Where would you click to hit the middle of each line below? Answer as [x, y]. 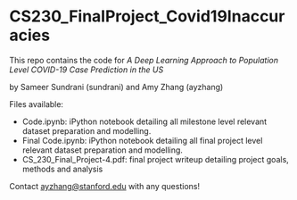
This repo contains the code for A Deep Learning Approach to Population [144, 60]
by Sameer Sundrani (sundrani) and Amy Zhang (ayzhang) [116, 87]
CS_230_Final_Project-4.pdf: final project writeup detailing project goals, [156, 159]
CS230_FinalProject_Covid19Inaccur [147, 17]
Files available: [37, 104]
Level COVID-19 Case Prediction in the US [87, 70]
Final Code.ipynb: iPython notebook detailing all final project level [142, 140]
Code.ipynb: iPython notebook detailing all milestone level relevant [144, 121]
